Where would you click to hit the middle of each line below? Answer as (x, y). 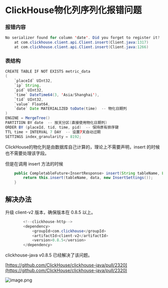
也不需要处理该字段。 (27, 153)
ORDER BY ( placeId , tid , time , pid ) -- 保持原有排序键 (62, 127)
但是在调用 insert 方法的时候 (34, 163)
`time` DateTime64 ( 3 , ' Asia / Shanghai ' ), (57, 95)
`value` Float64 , (32, 104)
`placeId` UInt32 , (33, 81)
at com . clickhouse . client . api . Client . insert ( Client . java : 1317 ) (81, 42)
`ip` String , (28, 85)
